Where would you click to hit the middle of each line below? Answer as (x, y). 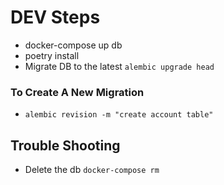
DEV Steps (55, 17)
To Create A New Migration (77, 92)
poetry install (52, 55)
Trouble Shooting (65, 145)
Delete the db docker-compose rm (92, 170)
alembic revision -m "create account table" (119, 115)
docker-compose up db (73, 45)
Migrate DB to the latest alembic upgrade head (119, 66)
